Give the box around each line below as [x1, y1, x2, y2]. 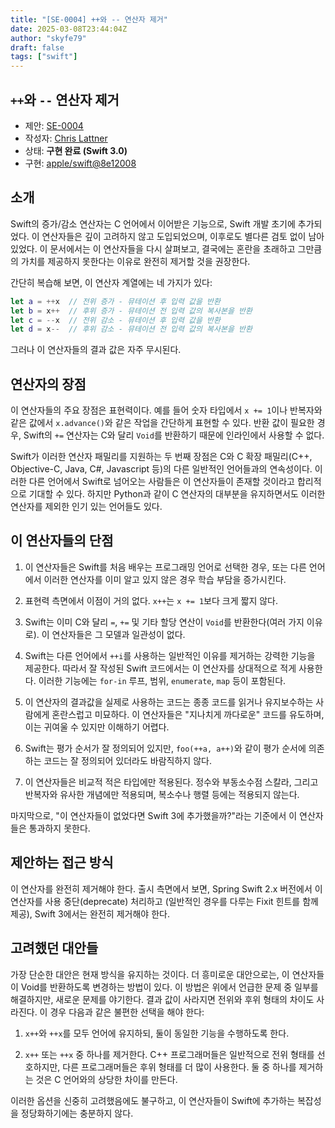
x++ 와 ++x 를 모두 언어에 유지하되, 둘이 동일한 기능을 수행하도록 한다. [24, 1027, 290, 1039]
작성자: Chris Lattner [24, 132, 108, 144]
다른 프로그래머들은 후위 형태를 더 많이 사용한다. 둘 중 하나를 [62, 1061, 297, 1073]
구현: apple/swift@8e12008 [24, 157, 137, 169]
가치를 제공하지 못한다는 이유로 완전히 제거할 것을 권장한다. [20, 255, 251, 267]
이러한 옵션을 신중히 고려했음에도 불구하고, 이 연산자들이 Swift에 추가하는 [10, 1094, 296, 1106]
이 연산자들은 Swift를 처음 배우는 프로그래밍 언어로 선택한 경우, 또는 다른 [24, 561, 307, 573]
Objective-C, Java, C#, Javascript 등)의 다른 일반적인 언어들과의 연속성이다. [10, 463, 313, 475]
